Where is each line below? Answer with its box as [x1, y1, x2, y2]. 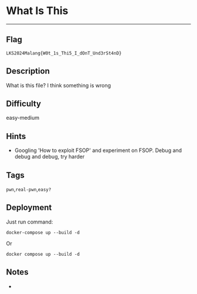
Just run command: [6, 218, 53, 225]
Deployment [6, 202, 52, 212]
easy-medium [6, 114, 40, 121]
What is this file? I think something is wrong [6, 82, 111, 89]
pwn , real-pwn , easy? [6, 186, 52, 192]
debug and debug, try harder [14, 153, 85, 160]
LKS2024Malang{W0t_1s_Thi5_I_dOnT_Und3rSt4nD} [6, 50, 122, 56]
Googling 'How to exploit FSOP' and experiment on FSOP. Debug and [14, 147, 182, 154]
